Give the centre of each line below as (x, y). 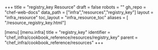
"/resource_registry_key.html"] (35, 23)
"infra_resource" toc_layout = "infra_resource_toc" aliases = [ (66, 17)
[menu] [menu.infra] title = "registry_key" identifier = (57, 32)
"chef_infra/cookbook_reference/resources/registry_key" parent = (71, 37)
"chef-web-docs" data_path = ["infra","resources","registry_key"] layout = (79, 12)
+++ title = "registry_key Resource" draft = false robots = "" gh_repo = (75, 7)
